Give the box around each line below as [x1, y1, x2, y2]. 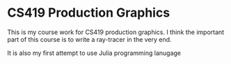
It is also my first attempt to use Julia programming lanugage [7, 49, 182, 57]
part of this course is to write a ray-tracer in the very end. [7, 35, 172, 43]
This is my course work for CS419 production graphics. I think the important [7, 28, 225, 36]
